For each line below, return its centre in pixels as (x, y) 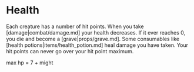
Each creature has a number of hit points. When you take (75, 26)
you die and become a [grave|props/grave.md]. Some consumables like (93, 39)
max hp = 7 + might (30, 63)
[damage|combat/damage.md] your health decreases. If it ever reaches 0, (96, 32)
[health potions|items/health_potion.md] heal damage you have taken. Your (97, 45)
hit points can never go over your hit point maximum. (70, 51)
